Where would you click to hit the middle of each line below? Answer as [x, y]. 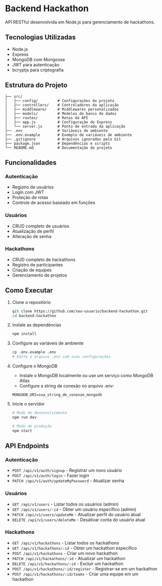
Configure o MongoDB [35, 366]
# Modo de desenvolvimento [40, 413]
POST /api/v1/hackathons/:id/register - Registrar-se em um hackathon [85, 568]
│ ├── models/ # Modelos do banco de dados [61, 113]
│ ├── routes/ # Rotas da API [47, 118]
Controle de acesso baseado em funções [54, 202]
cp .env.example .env [34, 352]
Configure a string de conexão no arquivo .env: [67, 386]
